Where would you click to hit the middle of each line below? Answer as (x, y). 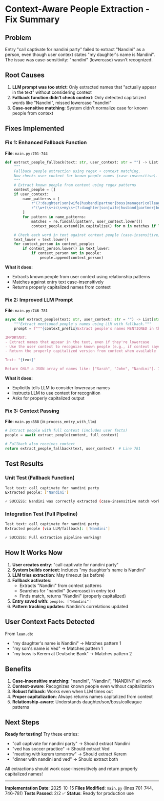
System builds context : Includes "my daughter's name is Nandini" (79, 570)
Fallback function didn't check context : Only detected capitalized (79, 97)
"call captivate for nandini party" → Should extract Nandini (71, 744)
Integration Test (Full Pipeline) (41, 514)
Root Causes (25, 75)
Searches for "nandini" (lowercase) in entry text (67, 590)
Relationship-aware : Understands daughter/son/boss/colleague (77, 702)
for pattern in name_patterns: (54, 217)
